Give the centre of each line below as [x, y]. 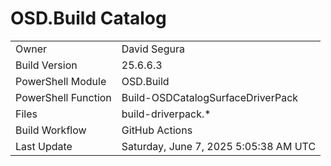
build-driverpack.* [166, 114]
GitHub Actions [157, 130]
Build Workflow [51, 130]
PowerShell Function [63, 97]
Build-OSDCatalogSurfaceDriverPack [210, 97]
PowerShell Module [61, 81]
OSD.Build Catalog [88, 18]
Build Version [46, 65]
